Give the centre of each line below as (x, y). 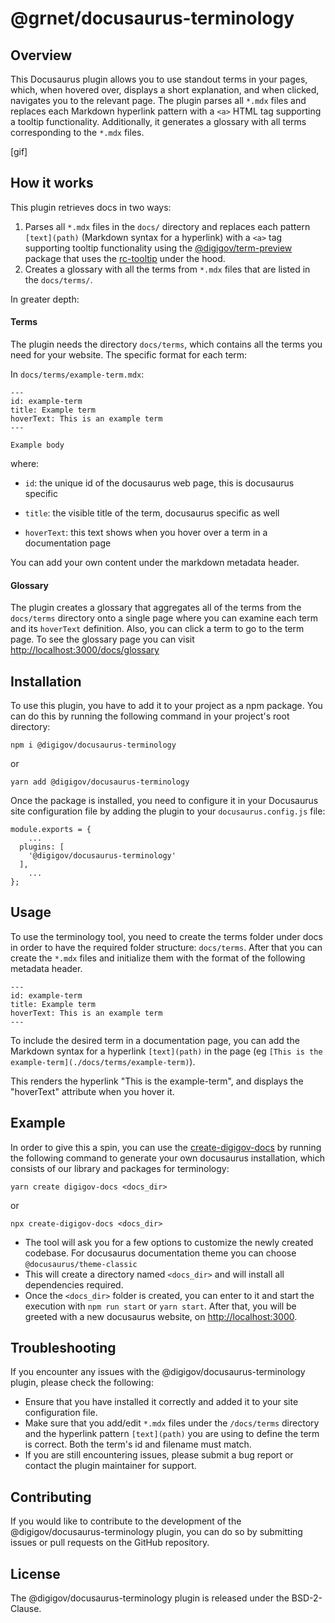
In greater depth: (45, 299)
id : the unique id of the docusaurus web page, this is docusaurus (159, 483)
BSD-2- (307, 1598)
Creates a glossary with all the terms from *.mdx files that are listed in (167, 269)
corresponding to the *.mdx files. (77, 132)
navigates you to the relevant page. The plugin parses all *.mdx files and (158, 100)
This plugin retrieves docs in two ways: (91, 207)
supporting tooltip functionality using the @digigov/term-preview (158, 248)
